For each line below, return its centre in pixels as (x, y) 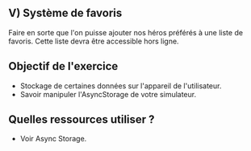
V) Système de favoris (65, 13)
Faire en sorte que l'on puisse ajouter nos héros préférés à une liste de (126, 32)
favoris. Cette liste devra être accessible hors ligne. (94, 41)
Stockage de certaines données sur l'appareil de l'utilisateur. (121, 86)
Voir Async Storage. (53, 139)
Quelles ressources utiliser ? (82, 120)
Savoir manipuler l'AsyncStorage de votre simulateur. (108, 94)
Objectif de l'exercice (63, 66)
